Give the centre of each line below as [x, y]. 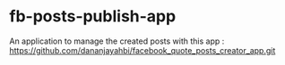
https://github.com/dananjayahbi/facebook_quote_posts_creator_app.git [142, 50]
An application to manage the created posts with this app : [117, 41]
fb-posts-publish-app [93, 16]
